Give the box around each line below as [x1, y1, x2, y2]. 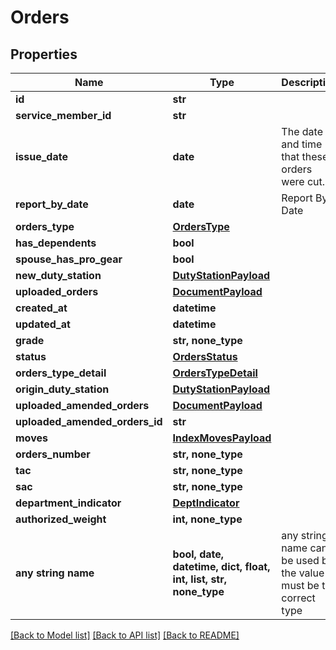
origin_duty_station [15, 382, 110, 396]
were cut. [281, 175, 326, 188]
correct [281, 591, 316, 605]
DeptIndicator [172, 496, 240, 510]
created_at [15, 301, 68, 315]
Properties [10, 46, 78, 63]
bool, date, [172, 547, 225, 561]
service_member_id [15, 109, 112, 122]
